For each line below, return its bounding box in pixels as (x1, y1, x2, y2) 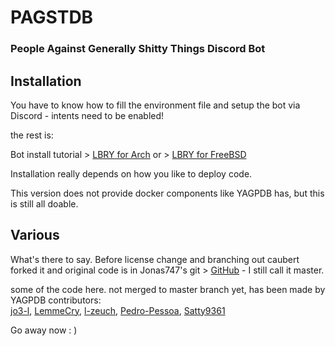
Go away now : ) (10, 324, 78, 336)
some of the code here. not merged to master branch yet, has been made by (10, 283, 326, 295)
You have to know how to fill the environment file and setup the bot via (10, 99, 301, 111)
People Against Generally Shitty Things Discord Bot (10, 42, 266, 56)
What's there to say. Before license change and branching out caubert (10, 253, 300, 265)
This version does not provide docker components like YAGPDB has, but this (10, 187, 325, 199)
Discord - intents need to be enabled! (10, 109, 165, 121)
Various (10, 227, 60, 244)
